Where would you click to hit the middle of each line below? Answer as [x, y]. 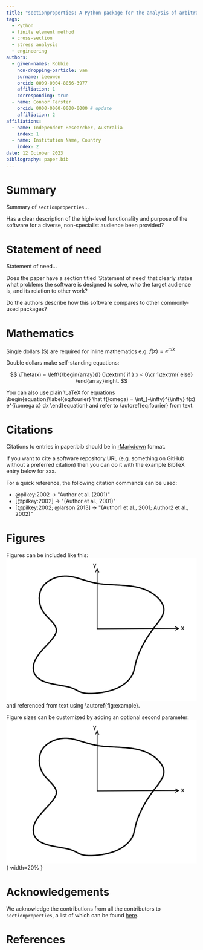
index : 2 [28, 147]
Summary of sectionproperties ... [48, 207]
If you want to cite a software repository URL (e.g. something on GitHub [95, 458]
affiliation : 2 [36, 115]
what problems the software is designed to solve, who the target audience [99, 284]
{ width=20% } [25, 868]
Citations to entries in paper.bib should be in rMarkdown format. [86, 447]
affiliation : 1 [36, 89]
